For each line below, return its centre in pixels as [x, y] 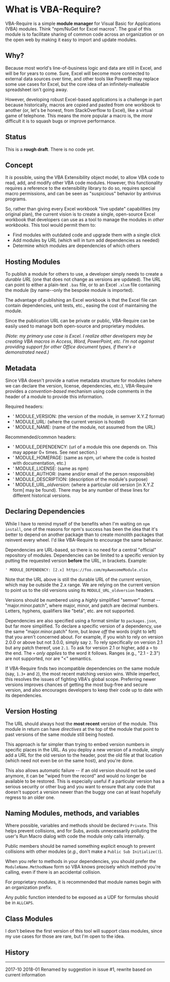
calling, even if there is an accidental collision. [53, 872]
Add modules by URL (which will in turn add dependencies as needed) [86, 241]
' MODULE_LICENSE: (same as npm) [51, 468]
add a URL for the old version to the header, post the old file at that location [84, 755]
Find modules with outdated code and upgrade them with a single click [87, 235]
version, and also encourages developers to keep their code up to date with [84, 690]
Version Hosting [31, 711]
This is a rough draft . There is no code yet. [50, 149]
